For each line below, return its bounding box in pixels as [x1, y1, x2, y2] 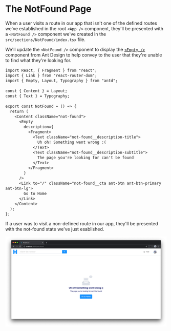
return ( [10, 109, 29, 114]
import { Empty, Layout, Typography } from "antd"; [5, 78, 118, 83]
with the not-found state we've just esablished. [5, 226, 104, 232]
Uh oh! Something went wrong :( [37, 140, 106, 145]
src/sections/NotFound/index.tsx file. [5, 36, 86, 43]
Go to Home [24, 191, 47, 196]
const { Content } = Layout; [5, 88, 68, 93]
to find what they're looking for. [5, 57, 72, 63]
